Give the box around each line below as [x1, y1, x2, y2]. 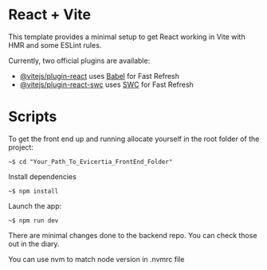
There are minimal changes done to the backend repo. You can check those [8, 230, 257, 240]
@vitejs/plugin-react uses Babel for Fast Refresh [19, 71, 180, 80]
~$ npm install [8, 187, 59, 195]
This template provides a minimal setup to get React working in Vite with [8, 32, 245, 41]
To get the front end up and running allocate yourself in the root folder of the [8, 134, 260, 143]
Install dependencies [8, 171, 77, 181]
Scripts [8, 108, 57, 126]
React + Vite [8, 6, 92, 24]
